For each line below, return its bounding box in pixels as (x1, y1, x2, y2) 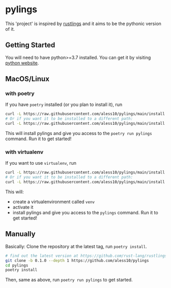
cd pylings (5, 262, 28, 268)
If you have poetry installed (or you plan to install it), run (5, 101, 123, 108)
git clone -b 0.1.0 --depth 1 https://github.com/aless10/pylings (5, 258, 149, 263)
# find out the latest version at (5, 253, 79, 258)
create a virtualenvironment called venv (12, 198, 95, 205)
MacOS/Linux (5, 75, 50, 83)
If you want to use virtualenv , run (5, 160, 77, 166)
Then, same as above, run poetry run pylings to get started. (5, 277, 133, 283)
